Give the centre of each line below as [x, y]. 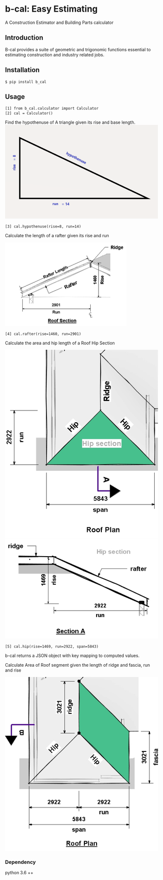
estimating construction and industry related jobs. [55, 55]
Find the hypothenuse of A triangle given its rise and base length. [70, 122]
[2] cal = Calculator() [29, 113]
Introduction [24, 38]
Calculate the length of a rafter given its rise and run [57, 235]
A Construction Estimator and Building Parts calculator [59, 22]
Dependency [21, 862]
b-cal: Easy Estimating [51, 9]
